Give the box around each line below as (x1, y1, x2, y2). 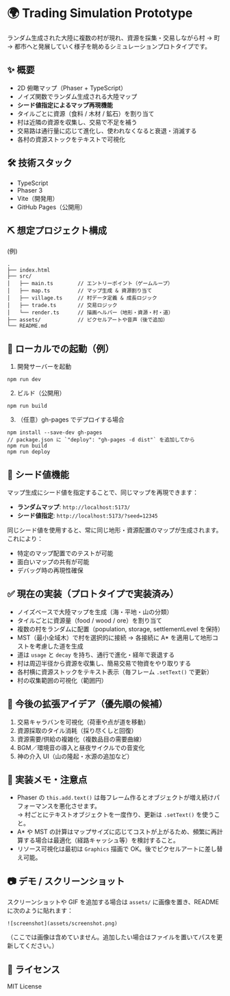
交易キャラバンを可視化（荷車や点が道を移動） (16, 718, 150, 726)
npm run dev (7, 376, 41, 383)
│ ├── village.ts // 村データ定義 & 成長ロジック (7, 295, 157, 302)
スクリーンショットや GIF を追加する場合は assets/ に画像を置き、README (7, 898, 219, 906)
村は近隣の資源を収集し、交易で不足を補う (16, 118, 138, 126)
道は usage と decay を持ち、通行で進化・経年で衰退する (16, 651, 175, 659)
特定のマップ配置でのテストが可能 (16, 549, 114, 557)
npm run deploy (7, 448, 51, 456)
